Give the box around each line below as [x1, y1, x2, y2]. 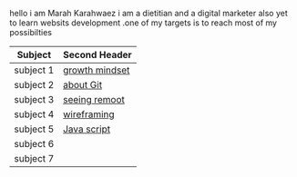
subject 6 [14, 138, 55, 150]
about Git [62, 79, 103, 91]
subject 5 [14, 123, 55, 135]
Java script [62, 123, 111, 135]
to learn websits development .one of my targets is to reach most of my [9, 17, 278, 28]
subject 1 [14, 64, 55, 76]
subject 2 [14, 79, 55, 91]
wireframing [62, 108, 116, 121]
